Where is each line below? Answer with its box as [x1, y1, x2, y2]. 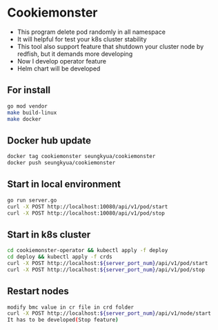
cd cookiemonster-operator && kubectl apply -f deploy [7, 247, 168, 254]
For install [7, 84, 51, 96]
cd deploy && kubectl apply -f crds [7, 253, 112, 260]
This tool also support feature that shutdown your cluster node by [17, 42, 204, 50]
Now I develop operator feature [17, 57, 107, 65]
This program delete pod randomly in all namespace [17, 28, 166, 36]
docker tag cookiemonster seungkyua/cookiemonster [7, 153, 156, 160]
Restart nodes [7, 285, 69, 298]
